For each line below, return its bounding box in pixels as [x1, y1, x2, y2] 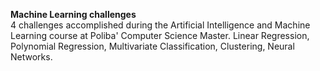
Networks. [10, 51, 53, 63]
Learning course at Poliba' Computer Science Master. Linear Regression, [10, 30, 310, 41]
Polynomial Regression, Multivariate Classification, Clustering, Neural [10, 40, 295, 52]
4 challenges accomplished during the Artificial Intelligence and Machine [10, 19, 311, 31]
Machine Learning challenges [10, 9, 137, 20]
